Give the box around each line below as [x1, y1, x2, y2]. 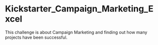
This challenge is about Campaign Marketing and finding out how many [5, 29, 148, 35]
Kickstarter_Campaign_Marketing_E [5, 3, 154, 14]
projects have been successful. [5, 34, 68, 40]
